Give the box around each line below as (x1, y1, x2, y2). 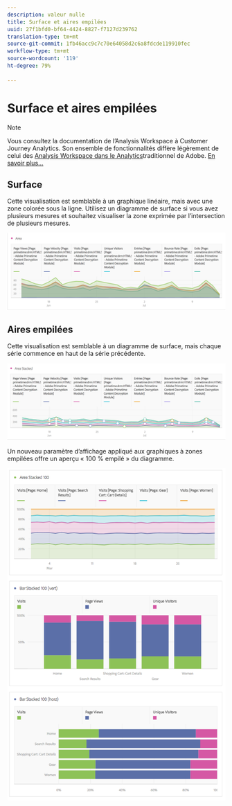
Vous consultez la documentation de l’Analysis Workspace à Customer (7, 136, 208, 145)
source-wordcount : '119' (7, 55, 79, 62)
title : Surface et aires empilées (7, 18, 107, 26)
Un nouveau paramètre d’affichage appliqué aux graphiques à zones (7, 447, 203, 456)
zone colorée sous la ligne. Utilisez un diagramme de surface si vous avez (7, 204, 218, 213)
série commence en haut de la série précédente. (7, 350, 146, 358)
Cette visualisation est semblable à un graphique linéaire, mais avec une (7, 197, 213, 206)
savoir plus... (7, 159, 44, 167)
